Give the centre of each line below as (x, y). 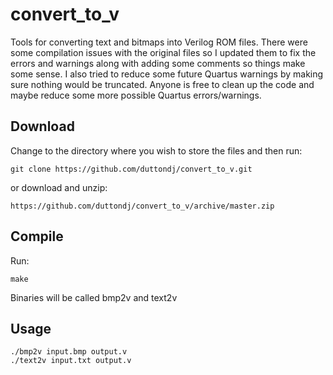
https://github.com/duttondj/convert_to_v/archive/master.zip (142, 206)
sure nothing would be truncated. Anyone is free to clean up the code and (162, 84)
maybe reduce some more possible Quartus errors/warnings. (136, 95)
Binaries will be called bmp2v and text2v (94, 297)
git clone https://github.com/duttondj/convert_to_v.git (131, 169)
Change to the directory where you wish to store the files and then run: (156, 150)
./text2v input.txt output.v (71, 361)
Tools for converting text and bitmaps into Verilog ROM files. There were (159, 42)
